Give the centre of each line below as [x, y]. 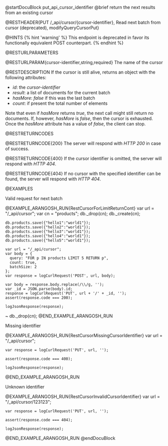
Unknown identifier [25, 387]
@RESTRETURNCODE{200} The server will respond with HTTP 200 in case [83, 143]
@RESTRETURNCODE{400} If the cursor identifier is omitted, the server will [83, 158]
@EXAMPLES [19, 189]
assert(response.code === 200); [39, 298]
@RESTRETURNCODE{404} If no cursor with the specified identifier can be [83, 174]
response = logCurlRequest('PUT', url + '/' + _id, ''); [66, 293]
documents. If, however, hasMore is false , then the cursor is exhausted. [79, 118]
